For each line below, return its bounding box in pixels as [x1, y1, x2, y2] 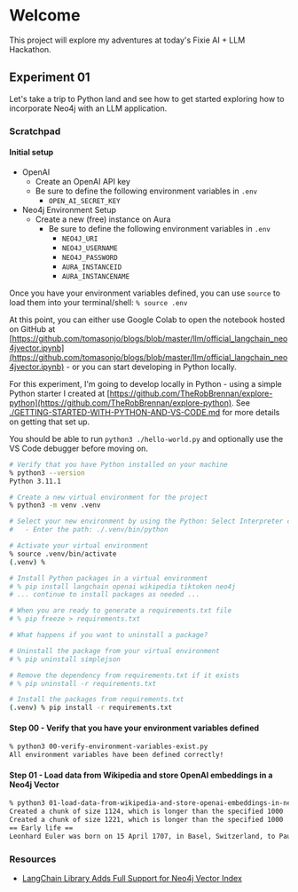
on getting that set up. [9, 416, 90, 427]
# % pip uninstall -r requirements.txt [9, 679, 157, 688]
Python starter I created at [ [9, 388, 111, 399]
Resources [9, 853, 57, 865]
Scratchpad [9, 125, 61, 138]
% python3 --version [9, 468, 86, 478]
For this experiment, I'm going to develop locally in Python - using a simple [9, 378, 282, 389]
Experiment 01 [9, 70, 90, 85]
